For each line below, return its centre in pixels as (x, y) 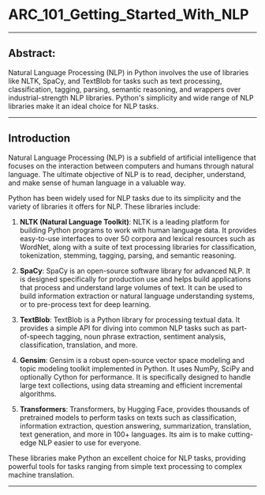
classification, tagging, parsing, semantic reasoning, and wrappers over (125, 89)
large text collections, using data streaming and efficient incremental (131, 385)
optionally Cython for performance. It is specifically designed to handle (135, 376)
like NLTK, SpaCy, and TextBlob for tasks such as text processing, (115, 81)
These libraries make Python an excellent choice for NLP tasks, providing (127, 458)
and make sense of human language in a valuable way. (97, 183)
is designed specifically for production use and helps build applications (135, 279)
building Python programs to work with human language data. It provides (138, 230)
